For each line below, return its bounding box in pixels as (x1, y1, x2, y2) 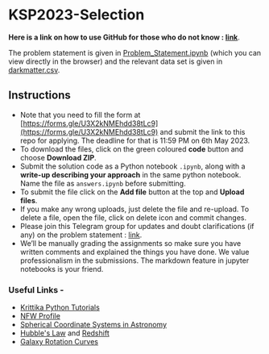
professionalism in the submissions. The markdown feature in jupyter (19, 256, 250, 265)
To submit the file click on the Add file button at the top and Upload (19, 187, 245, 197)
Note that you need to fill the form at (19, 110, 141, 119)
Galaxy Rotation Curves (19, 337, 99, 347)
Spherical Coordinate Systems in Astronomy (19, 320, 168, 330)
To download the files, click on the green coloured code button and (19, 144, 244, 154)
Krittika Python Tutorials (19, 302, 101, 312)
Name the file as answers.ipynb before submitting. (19, 178, 187, 188)
